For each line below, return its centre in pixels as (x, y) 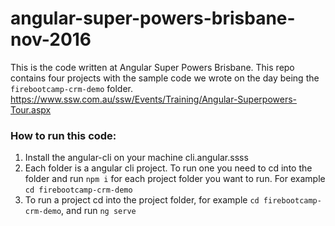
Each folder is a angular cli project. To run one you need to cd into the (168, 168)
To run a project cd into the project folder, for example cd (142, 200)
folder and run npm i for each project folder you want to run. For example (175, 179)
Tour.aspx (31, 109)
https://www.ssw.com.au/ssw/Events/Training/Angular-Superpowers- (153, 99)
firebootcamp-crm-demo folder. (72, 88)
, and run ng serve (99, 211)
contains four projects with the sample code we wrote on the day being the (165, 78)
